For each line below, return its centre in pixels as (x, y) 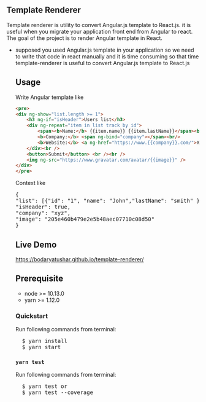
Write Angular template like (49, 97)
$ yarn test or (44, 386)
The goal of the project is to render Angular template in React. (84, 38)
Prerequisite (39, 279)
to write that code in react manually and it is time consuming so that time (107, 56)
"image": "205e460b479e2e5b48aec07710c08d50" (85, 219)
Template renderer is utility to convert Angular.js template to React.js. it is (99, 25)
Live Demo (36, 244)
